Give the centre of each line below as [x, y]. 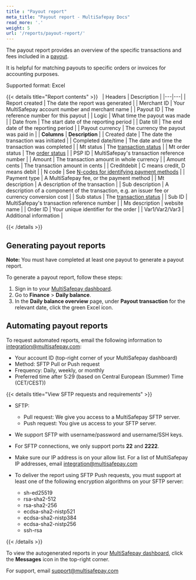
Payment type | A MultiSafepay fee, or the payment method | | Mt [85, 178]
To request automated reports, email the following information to [84, 340]
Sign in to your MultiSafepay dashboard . [63, 288]
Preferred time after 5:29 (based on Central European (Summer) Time [99, 376]
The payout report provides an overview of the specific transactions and [94, 50]
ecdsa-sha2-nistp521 [49, 511]
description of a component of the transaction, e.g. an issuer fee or [87, 191]
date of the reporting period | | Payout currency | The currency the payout [96, 128]
